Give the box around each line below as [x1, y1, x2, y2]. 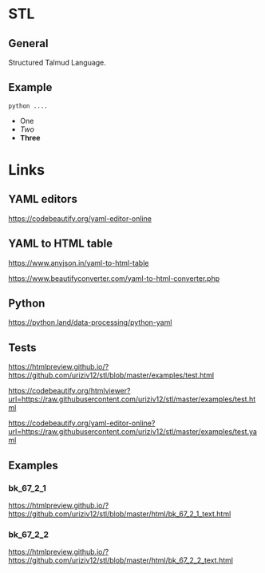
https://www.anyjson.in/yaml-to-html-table [8, 258, 149, 267]
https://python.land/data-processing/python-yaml [8, 318, 172, 327]
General [8, 37, 49, 50]
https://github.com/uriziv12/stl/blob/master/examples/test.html [8, 370, 214, 380]
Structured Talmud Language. [8, 57, 106, 67]
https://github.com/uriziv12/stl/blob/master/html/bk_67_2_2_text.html [8, 555, 234, 565]
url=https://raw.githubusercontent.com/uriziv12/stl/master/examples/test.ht [8, 394, 256, 404]
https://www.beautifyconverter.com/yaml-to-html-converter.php [8, 273, 220, 283]
